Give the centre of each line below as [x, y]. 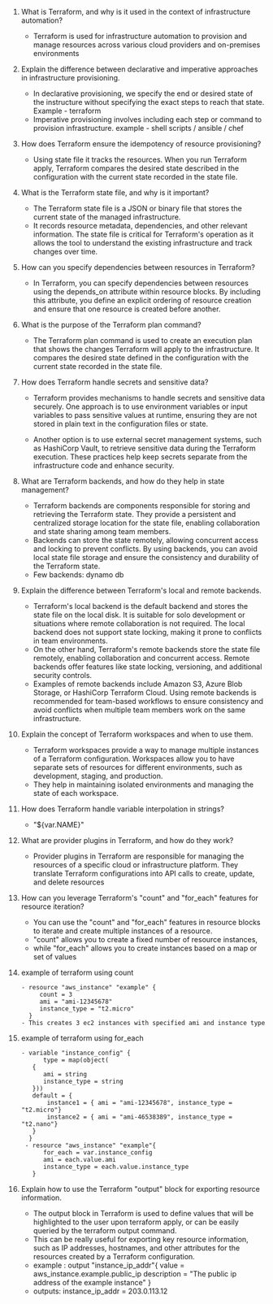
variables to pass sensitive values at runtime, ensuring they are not [145, 415]
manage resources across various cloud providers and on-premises [147, 45]
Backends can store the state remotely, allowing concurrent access [146, 540]
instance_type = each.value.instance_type [116, 1167]
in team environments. [70, 641]
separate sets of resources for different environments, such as [138, 767]
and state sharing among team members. [102, 531]
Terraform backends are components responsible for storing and [142, 506]
